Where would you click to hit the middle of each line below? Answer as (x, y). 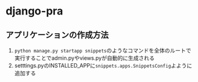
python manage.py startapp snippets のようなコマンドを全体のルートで (103, 50)
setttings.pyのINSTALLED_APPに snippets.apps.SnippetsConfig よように (103, 65)
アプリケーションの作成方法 (57, 35)
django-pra (34, 11)
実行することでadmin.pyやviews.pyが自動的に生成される (85, 58)
